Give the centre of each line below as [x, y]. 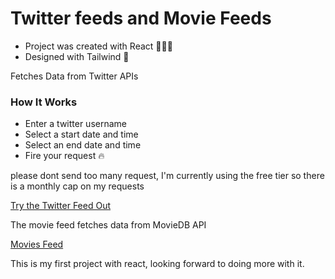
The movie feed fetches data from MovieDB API [108, 225]
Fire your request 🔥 [64, 156]
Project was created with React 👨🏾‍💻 [98, 46]
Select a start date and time [81, 134]
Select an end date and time [83, 145]
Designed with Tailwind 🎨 [77, 56]
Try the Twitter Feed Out [61, 206]
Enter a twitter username [75, 124]
